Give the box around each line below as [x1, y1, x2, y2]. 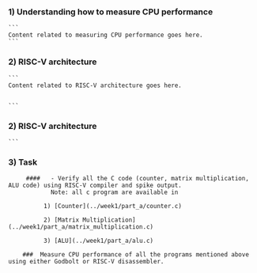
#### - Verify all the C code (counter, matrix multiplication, [25, 175, 249, 183]
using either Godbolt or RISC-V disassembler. [8, 258, 164, 266]
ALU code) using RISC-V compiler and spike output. [8, 181, 182, 190]
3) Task [8, 157, 38, 168]
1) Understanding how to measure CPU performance [8, 6, 214, 17]
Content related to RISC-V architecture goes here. [8, 82, 182, 89]
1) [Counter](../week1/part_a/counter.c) [43, 203, 182, 210]
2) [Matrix [43, 216, 80, 224]
